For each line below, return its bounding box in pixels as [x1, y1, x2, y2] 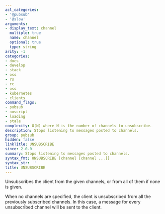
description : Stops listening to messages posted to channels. [5, 128, 139, 133]
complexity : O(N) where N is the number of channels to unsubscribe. [5, 123, 153, 128]
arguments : [5, 21, 28, 26]
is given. [5, 184, 22, 190]
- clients [5, 95, 26, 100]
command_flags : [5, 100, 37, 105]
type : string [9, 44, 37, 49]
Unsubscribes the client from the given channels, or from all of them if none [5, 179, 161, 185]
